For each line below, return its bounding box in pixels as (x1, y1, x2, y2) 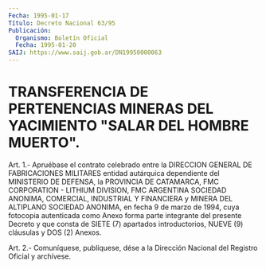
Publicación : (8, 26, 52, 34)
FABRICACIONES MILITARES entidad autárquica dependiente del (8, 168, 221, 177)
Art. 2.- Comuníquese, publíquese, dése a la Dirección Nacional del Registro (8, 243, 258, 252)
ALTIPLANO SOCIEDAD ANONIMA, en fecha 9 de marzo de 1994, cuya (8, 202, 240, 212)
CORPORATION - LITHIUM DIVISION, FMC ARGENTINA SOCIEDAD (8, 185, 227, 195)
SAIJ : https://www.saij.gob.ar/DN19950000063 (8, 49, 162, 57)
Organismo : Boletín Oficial (15, 33, 109, 42)
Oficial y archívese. (8, 251, 72, 261)
